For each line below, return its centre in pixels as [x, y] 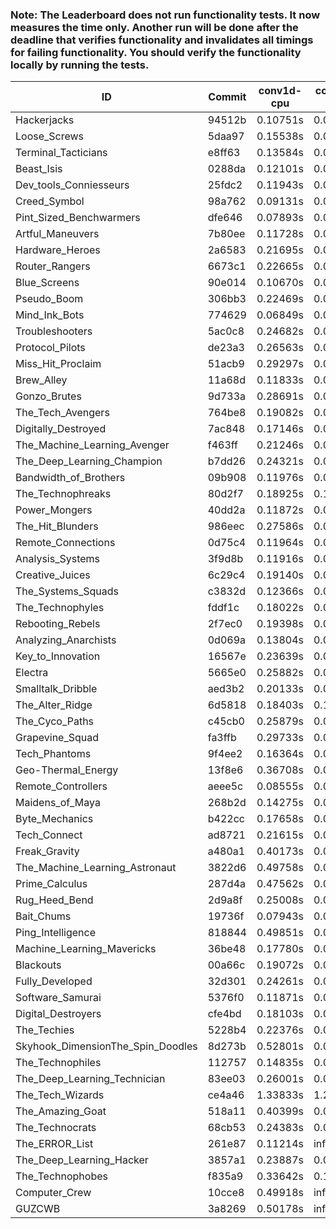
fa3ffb [222, 738]
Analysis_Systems [58, 559]
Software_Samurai [58, 998]
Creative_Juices [53, 575]
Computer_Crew [53, 1193]
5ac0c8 [226, 331]
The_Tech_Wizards [60, 1095]
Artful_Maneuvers [57, 234]
